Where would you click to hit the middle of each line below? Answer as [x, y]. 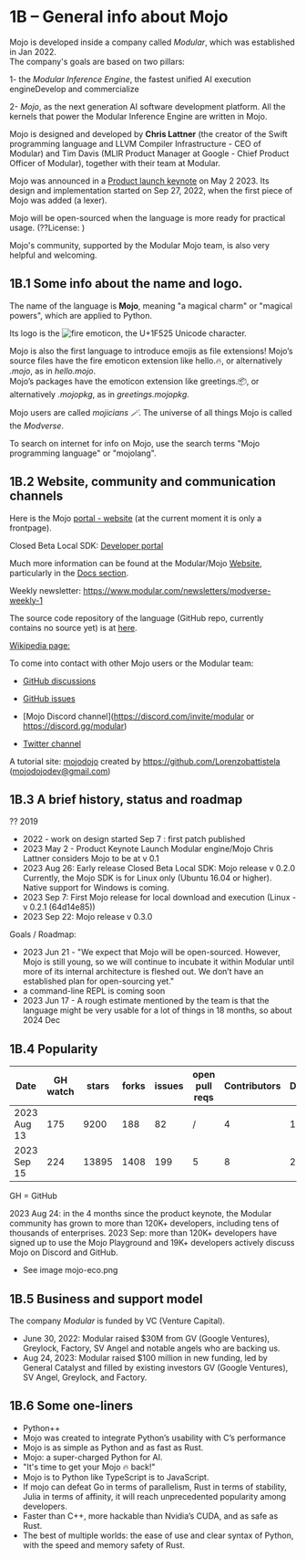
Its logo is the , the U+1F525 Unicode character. [128, 333]
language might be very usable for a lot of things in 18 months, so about [157, 1010]
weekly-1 [26, 600]
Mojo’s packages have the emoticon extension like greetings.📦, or [134, 381]
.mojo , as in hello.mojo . [53, 371]
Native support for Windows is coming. [96, 888]
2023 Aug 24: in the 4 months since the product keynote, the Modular [141, 1214]
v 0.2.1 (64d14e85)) [59, 907]
